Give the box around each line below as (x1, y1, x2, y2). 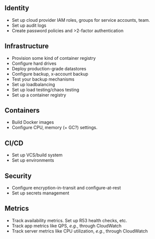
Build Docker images (11, 119, 54, 125)
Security (4, 172, 32, 180)
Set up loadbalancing (11, 81, 55, 87)
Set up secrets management (11, 190, 70, 196)
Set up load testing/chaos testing (11, 87, 79, 93)
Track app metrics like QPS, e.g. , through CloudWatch (11, 223, 122, 229)
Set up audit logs (11, 22, 46, 28)
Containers (4, 106, 40, 115)
